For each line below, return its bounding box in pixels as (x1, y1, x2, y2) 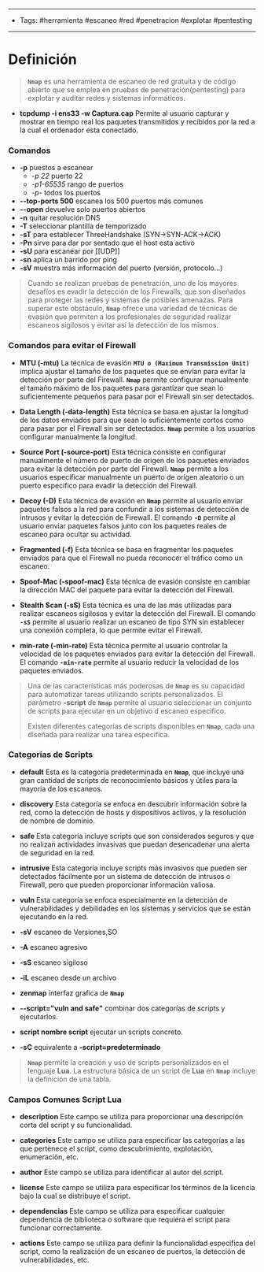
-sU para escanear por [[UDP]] (19, 247, 120, 256)
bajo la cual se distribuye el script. (19, 1191, 131, 1201)
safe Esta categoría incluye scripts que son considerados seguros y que (19, 831, 254, 840)
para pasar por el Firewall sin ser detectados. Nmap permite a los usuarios (19, 423, 256, 433)
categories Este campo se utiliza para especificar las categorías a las (19, 1136, 245, 1145)
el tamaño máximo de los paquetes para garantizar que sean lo (19, 383, 224, 392)
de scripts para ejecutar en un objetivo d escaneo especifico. (27, 706, 226, 715)
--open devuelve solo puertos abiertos (19, 205, 146, 214)
